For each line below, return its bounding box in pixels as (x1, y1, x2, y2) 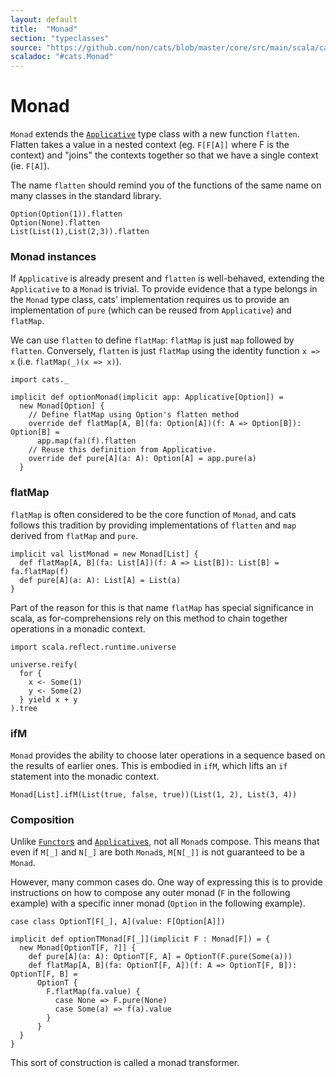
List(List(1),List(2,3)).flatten (10, 227, 150, 237)
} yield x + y (19, 694, 78, 705)
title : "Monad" (10, 24, 78, 34)
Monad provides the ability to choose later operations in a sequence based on (10, 749, 326, 761)
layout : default (10, 14, 78, 25)
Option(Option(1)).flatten (10, 209, 123, 220)
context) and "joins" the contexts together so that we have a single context (10, 149, 319, 161)
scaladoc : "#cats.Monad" (10, 52, 114, 62)
